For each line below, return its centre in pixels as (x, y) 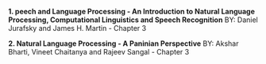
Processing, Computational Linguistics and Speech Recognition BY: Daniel (133, 20)
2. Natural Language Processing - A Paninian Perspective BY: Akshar (123, 43)
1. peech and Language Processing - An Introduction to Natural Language (132, 11)
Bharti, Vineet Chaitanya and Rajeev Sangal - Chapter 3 (99, 52)
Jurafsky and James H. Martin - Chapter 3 (77, 28)
